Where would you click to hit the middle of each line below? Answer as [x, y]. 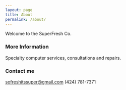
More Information [27, 47]
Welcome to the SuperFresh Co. [38, 34]
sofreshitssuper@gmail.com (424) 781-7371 [51, 82]
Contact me [20, 71]
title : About [19, 15]
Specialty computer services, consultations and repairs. [63, 58]
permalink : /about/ [26, 19]
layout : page [19, 10]
